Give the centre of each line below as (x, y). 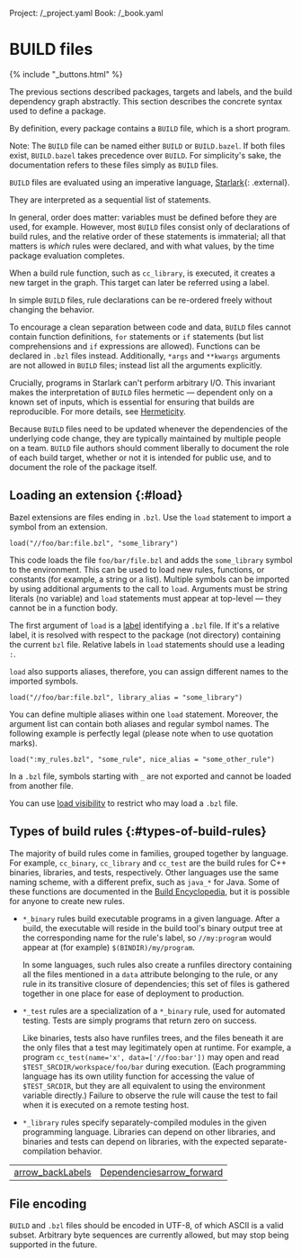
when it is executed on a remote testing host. (106, 1105)
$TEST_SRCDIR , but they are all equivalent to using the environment (144, 1085)
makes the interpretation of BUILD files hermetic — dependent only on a (142, 392)
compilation (44, 1151)
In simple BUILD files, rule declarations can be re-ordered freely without (141, 300)
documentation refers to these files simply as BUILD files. (114, 165)
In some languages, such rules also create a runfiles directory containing (157, 965)
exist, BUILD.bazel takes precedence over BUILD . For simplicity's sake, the (145, 155)
